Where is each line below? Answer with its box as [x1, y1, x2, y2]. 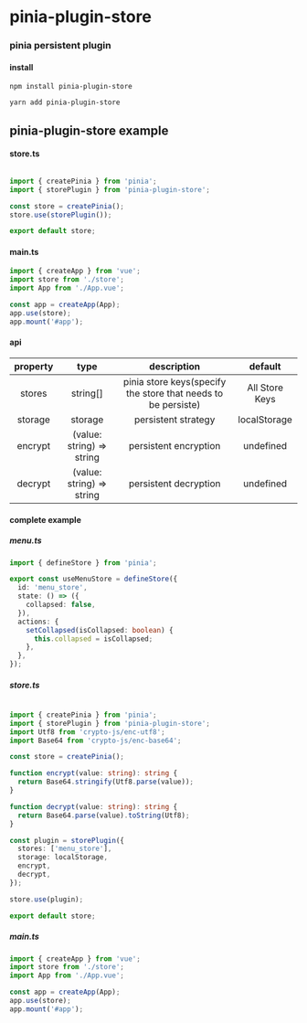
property [14, 359, 54, 372]
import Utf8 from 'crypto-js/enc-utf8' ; [9, 727, 166, 737]
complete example [9, 514, 82, 525]
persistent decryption [128, 477, 221, 490]
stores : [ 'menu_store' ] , [17, 844, 112, 854]
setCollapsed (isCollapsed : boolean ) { [26, 625, 174, 634]
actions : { [17, 617, 59, 626]
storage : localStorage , [17, 853, 108, 862]
